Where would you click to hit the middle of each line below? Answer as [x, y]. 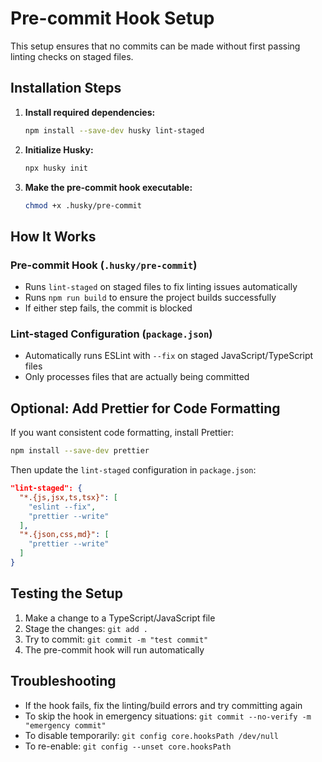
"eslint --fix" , [62, 507]
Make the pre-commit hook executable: [108, 187]
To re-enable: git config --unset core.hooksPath [128, 746]
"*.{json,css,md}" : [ [64, 535]
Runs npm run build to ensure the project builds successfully [150, 298]
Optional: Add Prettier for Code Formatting [145, 408]
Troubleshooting [63, 681]
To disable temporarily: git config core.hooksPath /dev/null [151, 735]
